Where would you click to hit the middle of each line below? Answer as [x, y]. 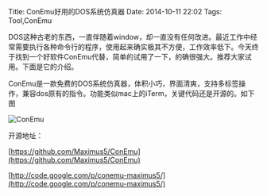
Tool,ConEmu [30, 21]
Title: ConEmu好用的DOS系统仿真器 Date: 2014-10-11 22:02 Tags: [115, 12]
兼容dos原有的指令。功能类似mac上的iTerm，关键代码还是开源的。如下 [138, 93]
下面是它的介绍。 [50, 67]
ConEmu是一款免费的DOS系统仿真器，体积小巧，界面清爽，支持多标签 [124, 83]
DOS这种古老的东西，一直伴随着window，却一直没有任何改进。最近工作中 [130, 37]
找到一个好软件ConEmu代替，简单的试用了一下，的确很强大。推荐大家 [130, 57]
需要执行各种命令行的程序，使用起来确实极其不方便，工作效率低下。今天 [133, 47]
